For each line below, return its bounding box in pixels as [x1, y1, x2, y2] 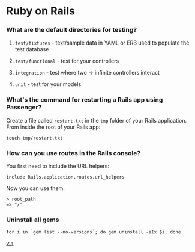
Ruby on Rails [6, 4, 76, 18]
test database [14, 46, 49, 53]
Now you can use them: [6, 185, 65, 192]
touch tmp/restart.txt [6, 135, 63, 141]
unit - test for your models [14, 81, 82, 88]
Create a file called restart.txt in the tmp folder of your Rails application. [6, 117, 187, 124]
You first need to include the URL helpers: [6, 162, 110, 170]
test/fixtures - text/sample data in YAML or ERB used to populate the [14, 39, 190, 46]
